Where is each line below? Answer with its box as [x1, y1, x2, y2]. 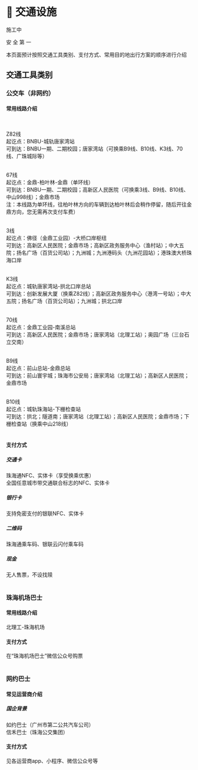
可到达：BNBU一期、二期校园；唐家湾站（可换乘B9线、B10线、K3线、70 [6, 145, 183, 152]
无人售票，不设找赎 [6, 571, 53, 578]
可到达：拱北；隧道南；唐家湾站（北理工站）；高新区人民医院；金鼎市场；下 [6, 413, 190, 420]
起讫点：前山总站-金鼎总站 [6, 365, 71, 372]
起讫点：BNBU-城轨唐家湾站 [6, 138, 75, 145]
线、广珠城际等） [6, 153, 48, 160]
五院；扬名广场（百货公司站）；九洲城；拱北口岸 [6, 297, 123, 304]
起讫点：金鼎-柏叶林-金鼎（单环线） [6, 179, 94, 186]
